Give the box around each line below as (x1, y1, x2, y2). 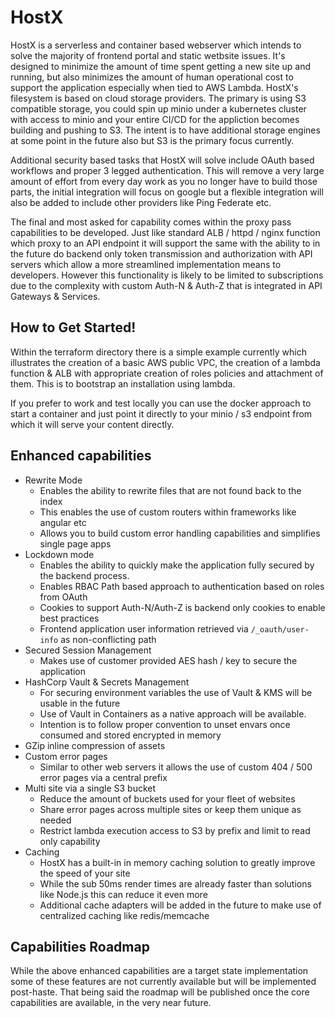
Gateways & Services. (10, 290, 101, 302)
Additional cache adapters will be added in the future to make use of (39, 899, 322, 911)
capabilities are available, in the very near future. (10, 997, 212, 1009)
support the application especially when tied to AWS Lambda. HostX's (10, 81, 299, 93)
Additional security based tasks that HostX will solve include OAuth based (10, 154, 315, 166)
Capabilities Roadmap (10, 938, 150, 955)
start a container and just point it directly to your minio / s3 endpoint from (10, 407, 313, 420)
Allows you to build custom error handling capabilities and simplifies (39, 527, 321, 539)
